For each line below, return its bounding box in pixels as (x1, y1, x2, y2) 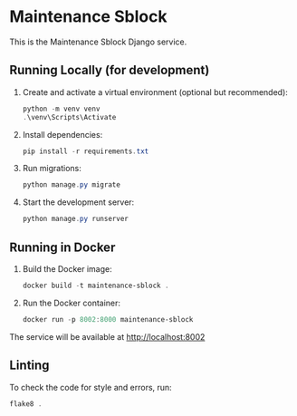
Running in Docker (9, 239, 116, 255)
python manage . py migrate (22, 180, 120, 189)
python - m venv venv (22, 104, 101, 113)
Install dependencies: (22, 129, 103, 140)
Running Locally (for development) (9, 63, 210, 78)
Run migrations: (22, 163, 81, 174)
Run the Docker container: (22, 297, 120, 308)
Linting (9, 358, 50, 373)
